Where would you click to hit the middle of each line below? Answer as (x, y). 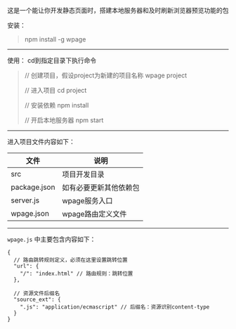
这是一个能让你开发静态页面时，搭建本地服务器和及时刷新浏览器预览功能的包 (118, 10)
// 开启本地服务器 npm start (64, 120)
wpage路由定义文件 (94, 214)
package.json (33, 187)
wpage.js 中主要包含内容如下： (52, 239)
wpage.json (30, 213)
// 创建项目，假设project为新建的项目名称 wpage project (106, 75)
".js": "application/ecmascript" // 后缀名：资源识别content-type (115, 307)
